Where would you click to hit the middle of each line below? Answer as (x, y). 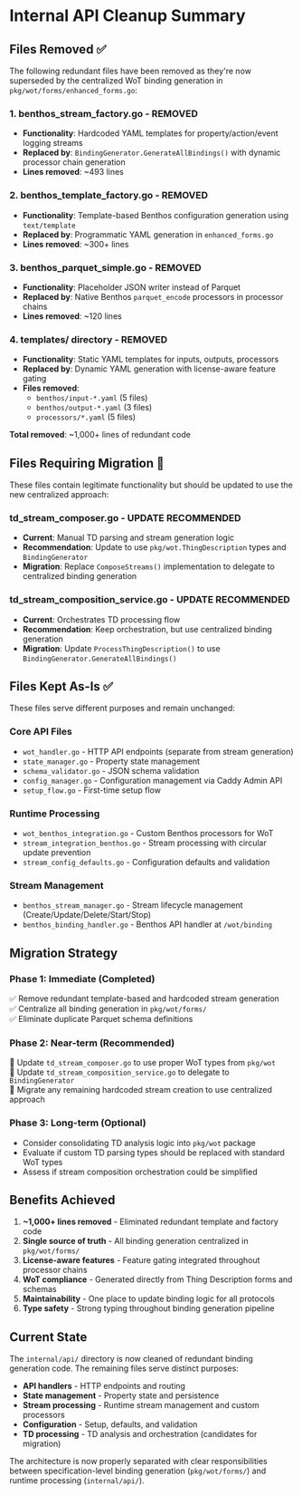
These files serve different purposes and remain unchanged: (122, 709)
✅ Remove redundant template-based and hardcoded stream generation (145, 998)
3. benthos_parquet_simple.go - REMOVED (105, 267)
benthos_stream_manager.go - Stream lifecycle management (132, 905)
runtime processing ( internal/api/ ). (77, 1481)
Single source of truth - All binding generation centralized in (135, 1241)
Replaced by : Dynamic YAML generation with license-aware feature (149, 369)
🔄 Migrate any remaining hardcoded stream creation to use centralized (141, 1090)
